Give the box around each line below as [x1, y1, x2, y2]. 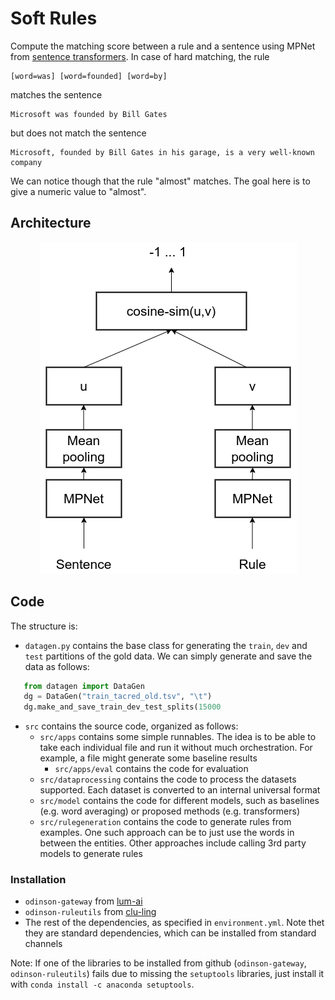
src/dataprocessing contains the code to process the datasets [39, 773, 297, 786]
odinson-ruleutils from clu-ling [24, 906, 157, 918]
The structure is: [10, 620, 78, 632]
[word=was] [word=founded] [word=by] [10, 71, 168, 81]
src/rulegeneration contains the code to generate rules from [39, 816, 292, 828]
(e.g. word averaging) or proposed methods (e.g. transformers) [39, 805, 300, 817]
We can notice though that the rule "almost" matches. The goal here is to [10, 175, 311, 187]
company [10, 157, 43, 167]
